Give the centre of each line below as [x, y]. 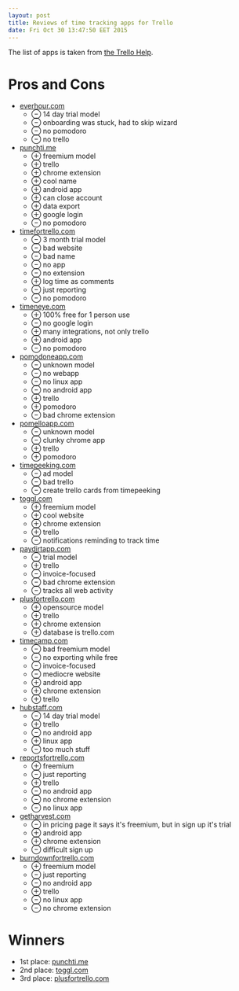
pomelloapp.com [47, 424]
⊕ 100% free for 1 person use [81, 315]
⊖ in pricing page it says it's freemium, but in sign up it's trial [131, 825]
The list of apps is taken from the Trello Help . [81, 53]
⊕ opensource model [67, 607]
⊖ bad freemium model [71, 649]
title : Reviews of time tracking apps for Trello [91, 23]
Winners [36, 940]
